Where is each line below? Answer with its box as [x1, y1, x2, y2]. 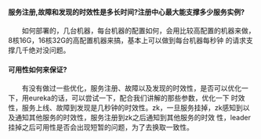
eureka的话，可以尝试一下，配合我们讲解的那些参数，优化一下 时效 [28, 94, 245, 103]
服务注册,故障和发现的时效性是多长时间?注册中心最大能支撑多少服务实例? [8, 7, 245, 16]
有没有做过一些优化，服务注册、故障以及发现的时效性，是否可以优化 [22, 84, 241, 93]
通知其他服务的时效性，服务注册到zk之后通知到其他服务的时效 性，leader [14, 113, 251, 123]
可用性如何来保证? [8, 65, 67, 74]
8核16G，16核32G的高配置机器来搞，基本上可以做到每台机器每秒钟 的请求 [8, 36, 247, 45]
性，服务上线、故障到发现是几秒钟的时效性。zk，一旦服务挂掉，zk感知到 [8, 103, 243, 112]
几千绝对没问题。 [14, 45, 71, 55]
